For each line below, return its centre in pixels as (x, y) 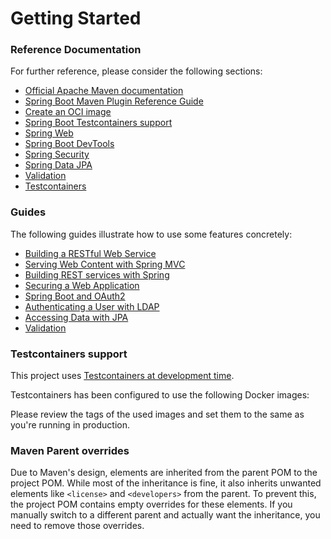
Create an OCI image (68, 112)
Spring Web (49, 133)
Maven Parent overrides (70, 450)
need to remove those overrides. (77, 526)
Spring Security (57, 154)
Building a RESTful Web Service (90, 253)
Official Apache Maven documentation (104, 91)
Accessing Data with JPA (76, 317)
